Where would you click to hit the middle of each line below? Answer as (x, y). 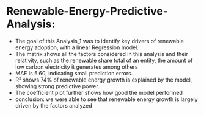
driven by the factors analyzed (54, 105)
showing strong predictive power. (57, 86)
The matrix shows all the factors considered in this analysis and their (101, 54)
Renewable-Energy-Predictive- (87, 11)
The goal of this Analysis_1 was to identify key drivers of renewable (100, 41)
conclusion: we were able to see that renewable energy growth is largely (106, 99)
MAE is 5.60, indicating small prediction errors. (74, 73)
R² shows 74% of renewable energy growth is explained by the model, (104, 80)
